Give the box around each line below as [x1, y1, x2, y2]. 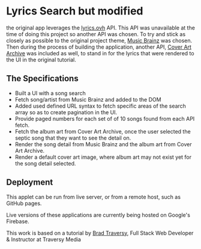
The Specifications [6, 73, 79, 84]
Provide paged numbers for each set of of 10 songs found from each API [14, 115, 195, 122]
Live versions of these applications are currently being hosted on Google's [6, 211, 191, 218]
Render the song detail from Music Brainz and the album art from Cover [14, 140, 192, 148]
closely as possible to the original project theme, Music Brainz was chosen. [6, 37, 193, 44]
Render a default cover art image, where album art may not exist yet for [14, 153, 192, 161]
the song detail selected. [14, 159, 76, 167]
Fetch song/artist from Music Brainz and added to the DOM [14, 96, 161, 103]
